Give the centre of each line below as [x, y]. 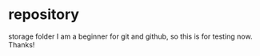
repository [44, 15]
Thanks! [22, 44]
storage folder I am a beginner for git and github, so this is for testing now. [130, 36]
